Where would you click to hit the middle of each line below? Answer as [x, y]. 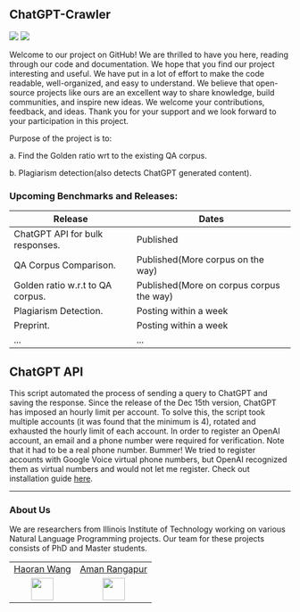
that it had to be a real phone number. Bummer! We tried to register [133, 450]
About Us [30, 509]
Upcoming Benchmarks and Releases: [94, 195]
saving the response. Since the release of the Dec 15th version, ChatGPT [143, 402]
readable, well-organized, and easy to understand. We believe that [132, 83]
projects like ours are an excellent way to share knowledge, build [156, 92]
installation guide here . [51, 478]
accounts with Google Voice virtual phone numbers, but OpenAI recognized [148, 459]
